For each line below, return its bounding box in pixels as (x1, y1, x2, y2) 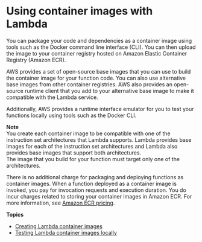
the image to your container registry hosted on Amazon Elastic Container (6, 49, 188, 57)
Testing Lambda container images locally (14, 229, 118, 236)
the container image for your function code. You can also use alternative (6, 74, 186, 81)
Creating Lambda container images (14, 222, 103, 230)
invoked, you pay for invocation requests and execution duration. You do (6, 186, 187, 194)
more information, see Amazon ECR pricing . (6, 199, 115, 206)
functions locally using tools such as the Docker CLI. (6, 112, 137, 119)
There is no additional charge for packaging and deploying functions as (6, 173, 184, 180)
